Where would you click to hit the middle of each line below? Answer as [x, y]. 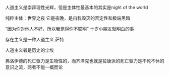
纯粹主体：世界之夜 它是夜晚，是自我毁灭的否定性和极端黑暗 [68, 18]
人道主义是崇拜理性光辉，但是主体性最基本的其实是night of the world [77, 7]
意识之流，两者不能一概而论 [34, 67]
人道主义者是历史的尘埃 [30, 50]
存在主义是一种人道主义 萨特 [35, 40]
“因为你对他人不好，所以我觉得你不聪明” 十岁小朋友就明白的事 [70, 29]
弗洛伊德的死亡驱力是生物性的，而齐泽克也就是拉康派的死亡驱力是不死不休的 [85, 61]
